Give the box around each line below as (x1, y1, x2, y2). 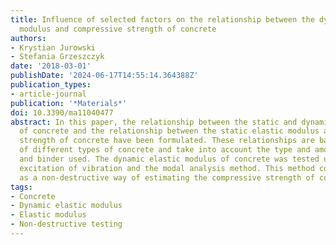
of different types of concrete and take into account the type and (19, 145, 311, 155)
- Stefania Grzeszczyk (10, 52, 105, 62)
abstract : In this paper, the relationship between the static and (10, 117, 298, 127)
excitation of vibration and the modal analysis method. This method (19, 163, 315, 173)
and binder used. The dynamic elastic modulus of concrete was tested (19, 154, 320, 164)
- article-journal (10, 89, 87, 99)
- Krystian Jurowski (10, 42, 97, 53)
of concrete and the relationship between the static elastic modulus (19, 126, 320, 136)
